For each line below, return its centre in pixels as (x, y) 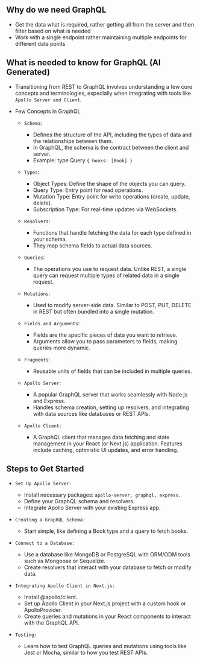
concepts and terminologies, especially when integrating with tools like (103, 93)
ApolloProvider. (43, 610)
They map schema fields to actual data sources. (92, 245)
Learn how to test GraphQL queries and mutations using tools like (105, 646)
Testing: (26, 635)
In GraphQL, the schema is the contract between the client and (111, 147)
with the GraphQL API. (52, 623)
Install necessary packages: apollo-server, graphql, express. (103, 495)
